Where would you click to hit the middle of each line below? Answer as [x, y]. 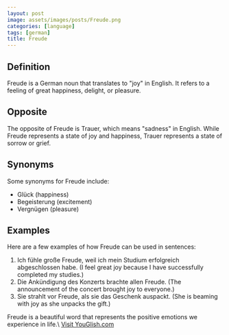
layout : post [26, 13]
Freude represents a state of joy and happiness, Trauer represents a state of [115, 136]
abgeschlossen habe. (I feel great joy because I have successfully [110, 267]
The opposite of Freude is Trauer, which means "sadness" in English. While [113, 128]
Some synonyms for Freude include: [58, 181]
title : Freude [27, 39]
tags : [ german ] [29, 33]
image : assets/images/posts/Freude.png [64, 20]
